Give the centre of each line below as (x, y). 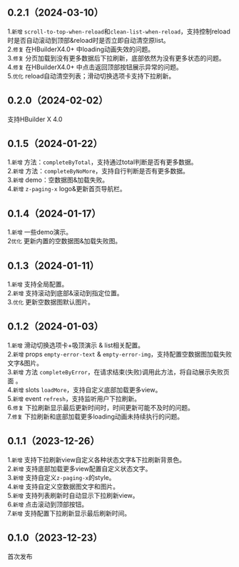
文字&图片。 (25, 363)
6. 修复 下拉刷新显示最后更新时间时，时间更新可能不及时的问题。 (101, 407)
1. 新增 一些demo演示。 (40, 232)
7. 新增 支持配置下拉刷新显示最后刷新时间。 (69, 513)
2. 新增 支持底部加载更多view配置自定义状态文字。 (80, 469)
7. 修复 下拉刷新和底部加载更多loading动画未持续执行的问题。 (96, 417)
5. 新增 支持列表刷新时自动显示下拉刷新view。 (73, 495)
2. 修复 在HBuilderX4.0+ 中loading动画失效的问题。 (81, 49)
